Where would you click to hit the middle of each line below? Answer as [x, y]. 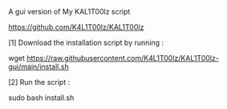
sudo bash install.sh [41, 98]
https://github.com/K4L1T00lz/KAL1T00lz [76, 27]
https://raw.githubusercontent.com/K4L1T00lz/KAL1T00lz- [123, 58]
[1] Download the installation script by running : [86, 42]
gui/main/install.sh [39, 67]
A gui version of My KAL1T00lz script [69, 12]
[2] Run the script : [39, 82]
